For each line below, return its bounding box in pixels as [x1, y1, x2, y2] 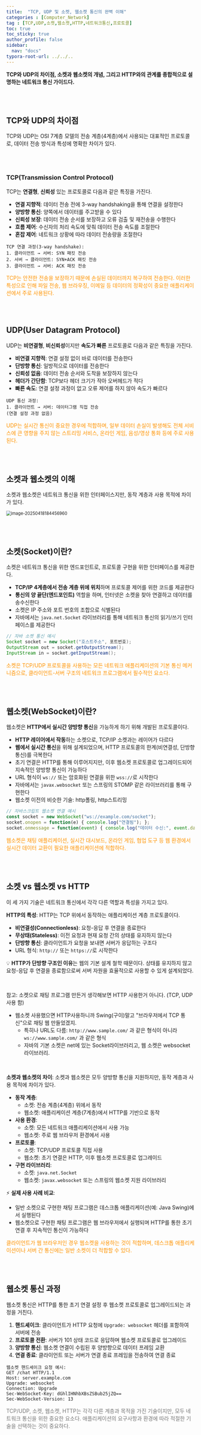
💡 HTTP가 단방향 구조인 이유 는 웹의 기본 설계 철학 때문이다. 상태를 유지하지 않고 [6, 959, 193, 966]
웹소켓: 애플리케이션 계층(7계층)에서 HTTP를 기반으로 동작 [23, 1109, 160, 1116]
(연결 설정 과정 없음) [6, 410, 53, 416]
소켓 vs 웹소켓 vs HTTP [6, 881, 90, 892]
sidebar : [6, 43, 28, 49]
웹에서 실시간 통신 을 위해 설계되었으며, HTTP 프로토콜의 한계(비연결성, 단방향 [14, 744, 195, 751]
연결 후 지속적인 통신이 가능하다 [14, 1226, 89, 1233]
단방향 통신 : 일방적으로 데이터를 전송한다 [14, 362, 109, 369]
